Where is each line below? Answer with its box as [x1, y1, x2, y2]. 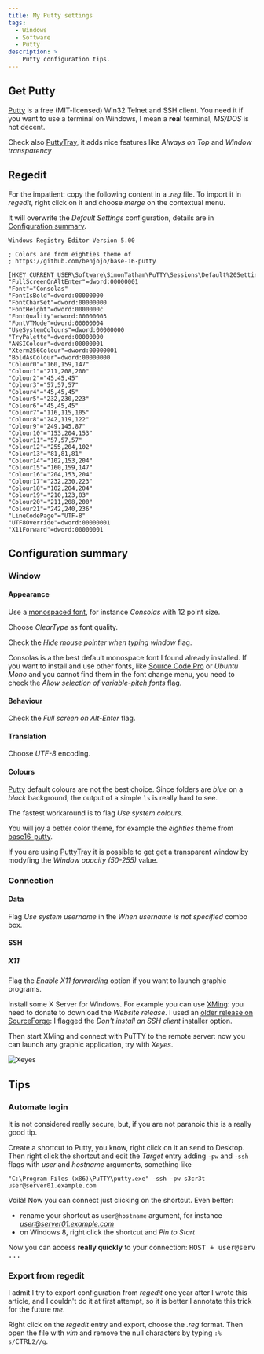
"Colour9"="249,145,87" [8, 422, 86, 430]
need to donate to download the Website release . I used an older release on [8, 1008, 254, 1017]
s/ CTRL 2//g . [8, 1337, 49, 1346]
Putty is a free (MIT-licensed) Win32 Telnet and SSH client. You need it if [8, 105, 244, 115]
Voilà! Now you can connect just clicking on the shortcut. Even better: [8, 1196, 234, 1205]
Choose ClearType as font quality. [8, 623, 118, 632]
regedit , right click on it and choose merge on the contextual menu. [8, 197, 226, 207]
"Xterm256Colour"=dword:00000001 [8, 347, 118, 355]
